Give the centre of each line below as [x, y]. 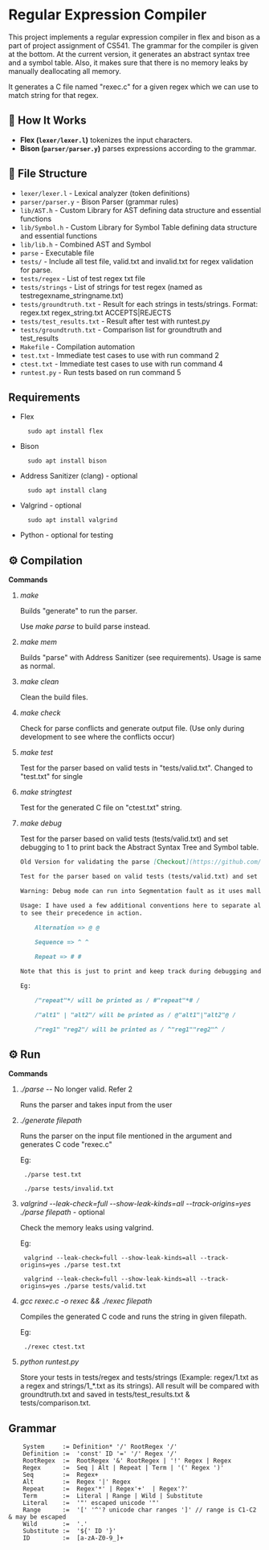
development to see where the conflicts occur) [97, 737]
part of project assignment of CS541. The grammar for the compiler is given [133, 45]
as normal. [37, 666]
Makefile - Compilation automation [77, 346]
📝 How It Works [47, 121]
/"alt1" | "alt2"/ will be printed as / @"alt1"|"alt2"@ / [136, 1015]
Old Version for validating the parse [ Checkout [103, 862]
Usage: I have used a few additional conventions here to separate [135, 905]
